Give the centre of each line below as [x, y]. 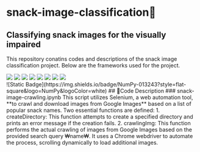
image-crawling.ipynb [34, 97]
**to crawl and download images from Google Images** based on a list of [99, 104]
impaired [23, 44]
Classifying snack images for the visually [86, 35]
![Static [15, 84]
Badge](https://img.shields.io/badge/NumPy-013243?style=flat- [106, 84]
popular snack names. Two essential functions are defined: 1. [83, 110]
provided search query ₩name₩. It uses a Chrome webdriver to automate [100, 136]
